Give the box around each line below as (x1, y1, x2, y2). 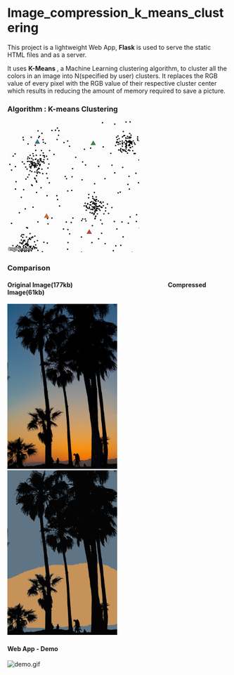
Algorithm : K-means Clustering (7, 104, 118, 114)
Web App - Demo (7, 644, 58, 653)
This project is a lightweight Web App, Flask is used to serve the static (7, 43, 212, 51)
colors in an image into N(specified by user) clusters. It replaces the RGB (7, 72, 218, 80)
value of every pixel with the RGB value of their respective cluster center (7, 79, 217, 87)
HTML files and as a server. (7, 51, 87, 59)
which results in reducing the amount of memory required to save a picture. (7, 86, 226, 95)
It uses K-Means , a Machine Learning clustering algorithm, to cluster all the (7, 64, 227, 72)
